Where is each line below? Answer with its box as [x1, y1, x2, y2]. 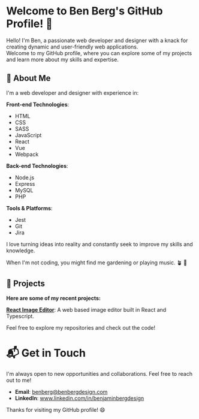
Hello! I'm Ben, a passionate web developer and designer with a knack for [6, 37, 188, 44]
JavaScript [14, 131, 42, 138]
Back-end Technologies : [6, 162, 68, 169]
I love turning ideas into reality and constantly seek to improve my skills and [6, 240, 193, 248]
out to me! [6, 376, 32, 384]
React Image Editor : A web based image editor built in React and [6, 306, 167, 313]
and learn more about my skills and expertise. [6, 56, 119, 63]
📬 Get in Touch [6, 346, 86, 360]
